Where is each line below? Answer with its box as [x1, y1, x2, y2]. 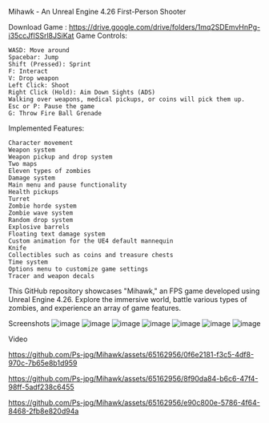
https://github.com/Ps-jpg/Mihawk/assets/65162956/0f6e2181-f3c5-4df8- [8, 350, 255, 359]
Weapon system [8, 146, 56, 154]
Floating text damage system [8, 230, 106, 238]
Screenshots [8, 319, 50, 328]
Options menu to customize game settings [8, 265, 149, 273]
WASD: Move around [8, 46, 70, 54]
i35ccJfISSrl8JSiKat [8, 31, 74, 40]
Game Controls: [75, 31, 128, 40]
